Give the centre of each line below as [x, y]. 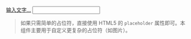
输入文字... [19, 10]
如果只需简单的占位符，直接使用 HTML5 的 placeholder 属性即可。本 [103, 23]
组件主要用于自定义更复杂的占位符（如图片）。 [75, 30]
